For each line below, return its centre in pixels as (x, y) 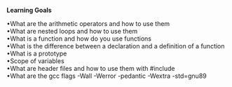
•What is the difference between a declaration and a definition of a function (116, 46)
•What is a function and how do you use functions (79, 39)
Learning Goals (29, 10)
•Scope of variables (35, 61)
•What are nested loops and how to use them (72, 31)
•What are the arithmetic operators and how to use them (88, 24)
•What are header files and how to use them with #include (91, 68)
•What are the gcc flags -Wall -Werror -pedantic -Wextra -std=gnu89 (107, 76)
